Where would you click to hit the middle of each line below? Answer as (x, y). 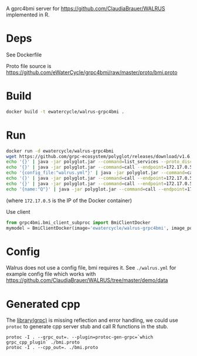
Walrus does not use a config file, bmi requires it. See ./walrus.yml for (91, 268)
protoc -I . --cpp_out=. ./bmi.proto (52, 348)
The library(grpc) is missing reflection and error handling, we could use (92, 320)
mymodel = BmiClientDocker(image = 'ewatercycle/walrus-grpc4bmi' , (87, 228)
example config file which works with (51, 274)
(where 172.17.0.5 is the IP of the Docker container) (69, 200)
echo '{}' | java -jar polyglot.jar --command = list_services (82, 162)
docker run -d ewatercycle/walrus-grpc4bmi (60, 151)
